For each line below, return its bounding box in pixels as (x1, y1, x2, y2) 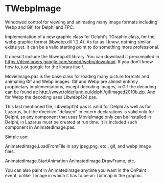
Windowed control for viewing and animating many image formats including (5, 19, 158, 25)
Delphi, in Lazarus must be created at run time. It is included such (5, 119, 138, 125)
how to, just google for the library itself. (5, 64, 84, 70)
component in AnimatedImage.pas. (5, 124, 76, 130)
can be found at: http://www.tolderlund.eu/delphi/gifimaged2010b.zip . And (5, 89, 156, 95)
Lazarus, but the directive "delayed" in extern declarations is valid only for (5, 108, 155, 115)
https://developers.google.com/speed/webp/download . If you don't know (5, 59, 153, 64)
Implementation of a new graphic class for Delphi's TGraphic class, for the (5, 34, 155, 40)
